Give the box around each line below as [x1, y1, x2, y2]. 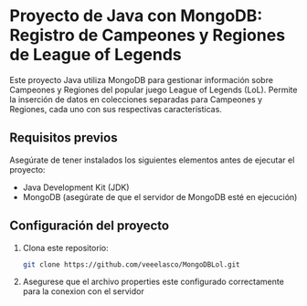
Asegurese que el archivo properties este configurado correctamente [22, 276, 285, 288]
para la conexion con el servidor [22, 286, 144, 297]
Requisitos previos [9, 130, 118, 146]
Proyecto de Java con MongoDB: [9, 5, 263, 26]
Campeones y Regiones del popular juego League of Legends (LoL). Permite [9, 84, 298, 95]
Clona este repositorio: [22, 242, 109, 253]
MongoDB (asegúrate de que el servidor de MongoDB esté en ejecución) [22, 191, 298, 202]
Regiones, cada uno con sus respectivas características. [9, 103, 222, 114]
